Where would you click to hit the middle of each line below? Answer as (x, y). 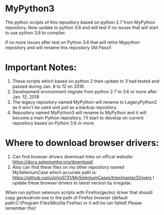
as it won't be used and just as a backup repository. (65, 107)
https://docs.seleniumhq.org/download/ (53, 162)
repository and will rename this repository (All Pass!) (58, 47)
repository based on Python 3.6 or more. (54, 123)
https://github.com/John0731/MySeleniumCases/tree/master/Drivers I (83, 178)
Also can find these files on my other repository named (68, 167)
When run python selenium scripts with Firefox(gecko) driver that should (79, 192)
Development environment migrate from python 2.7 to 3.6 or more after (84, 91)
